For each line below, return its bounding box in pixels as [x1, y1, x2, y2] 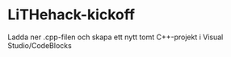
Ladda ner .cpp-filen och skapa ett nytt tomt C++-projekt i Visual [7, 32, 224, 42]
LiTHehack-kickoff [7, 6, 135, 24]
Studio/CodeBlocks [7, 40, 72, 50]
